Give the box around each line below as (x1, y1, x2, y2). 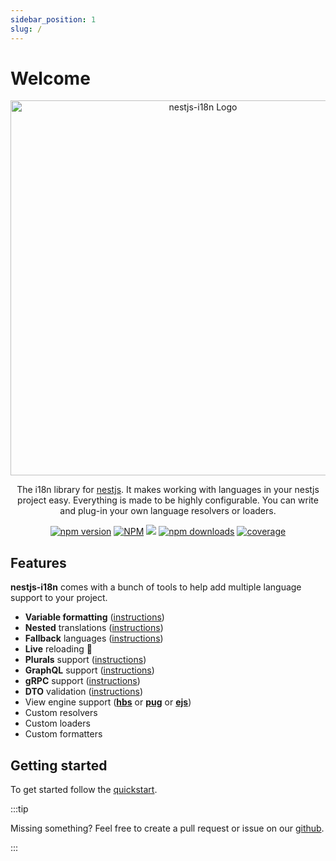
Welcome (10, 67, 91, 90)
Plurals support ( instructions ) (24, 654, 147, 666)
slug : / (10, 24, 43, 34)
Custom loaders (24, 717, 91, 730)
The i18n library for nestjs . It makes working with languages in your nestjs (16, 484, 320, 496)
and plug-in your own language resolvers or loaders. (59, 505, 277, 517)
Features (10, 554, 67, 571)
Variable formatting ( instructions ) (24, 611, 165, 623)
